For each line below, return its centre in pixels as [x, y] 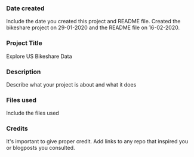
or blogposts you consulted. [41, 148]
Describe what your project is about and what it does [71, 84]
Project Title [24, 43]
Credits [17, 128]
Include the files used [33, 113]
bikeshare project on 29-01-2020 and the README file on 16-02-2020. [93, 27]
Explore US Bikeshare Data [39, 56]
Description [24, 72]
